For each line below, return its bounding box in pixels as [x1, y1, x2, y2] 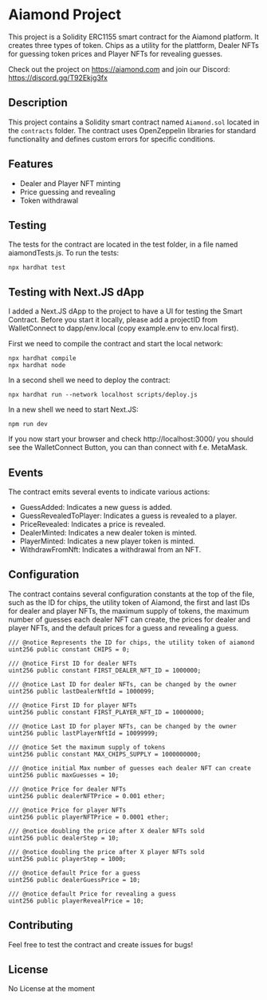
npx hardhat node [8, 362, 66, 370]
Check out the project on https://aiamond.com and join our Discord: [8, 64, 230, 73]
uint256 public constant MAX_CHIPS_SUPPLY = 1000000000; [8, 750, 202, 758]
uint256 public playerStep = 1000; [8, 855, 127, 863]
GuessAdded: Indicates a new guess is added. [19, 503, 173, 512]
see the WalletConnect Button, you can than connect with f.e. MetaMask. [8, 443, 249, 453]
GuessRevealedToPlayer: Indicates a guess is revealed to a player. [19, 511, 238, 520]
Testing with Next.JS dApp [8, 285, 145, 298]
